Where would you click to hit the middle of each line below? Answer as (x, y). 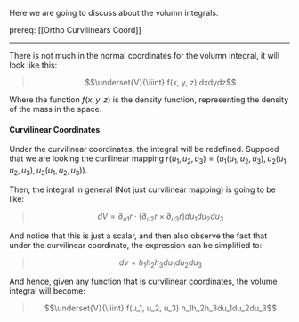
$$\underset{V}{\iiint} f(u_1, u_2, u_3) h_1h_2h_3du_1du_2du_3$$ (161, 308)
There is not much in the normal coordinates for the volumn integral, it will (145, 56)
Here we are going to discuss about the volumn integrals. (114, 13)
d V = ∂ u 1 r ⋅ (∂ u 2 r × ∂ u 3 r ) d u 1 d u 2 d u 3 (161, 217)
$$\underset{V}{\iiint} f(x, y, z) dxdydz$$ (161, 82)
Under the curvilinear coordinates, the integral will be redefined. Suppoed (144, 149)
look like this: (33, 65)
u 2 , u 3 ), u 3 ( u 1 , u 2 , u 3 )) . (48, 171)
